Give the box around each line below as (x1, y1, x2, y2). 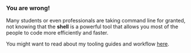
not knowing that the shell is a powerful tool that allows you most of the (6, 23, 179, 30)
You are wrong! (6, 4, 50, 12)
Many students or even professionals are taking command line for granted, (6, 17, 186, 24)
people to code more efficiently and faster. (6, 29, 109, 36)
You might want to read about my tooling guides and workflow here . (6, 40, 169, 47)
